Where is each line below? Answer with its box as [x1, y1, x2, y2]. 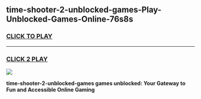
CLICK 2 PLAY [6, 55, 48, 63]
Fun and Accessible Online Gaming [6, 86, 95, 93]
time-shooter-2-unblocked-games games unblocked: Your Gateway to [6, 79, 186, 86]
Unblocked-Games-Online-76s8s [6, 14, 133, 25]
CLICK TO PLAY [6, 32, 53, 41]
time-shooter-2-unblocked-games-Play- [6, 5, 162, 15]
